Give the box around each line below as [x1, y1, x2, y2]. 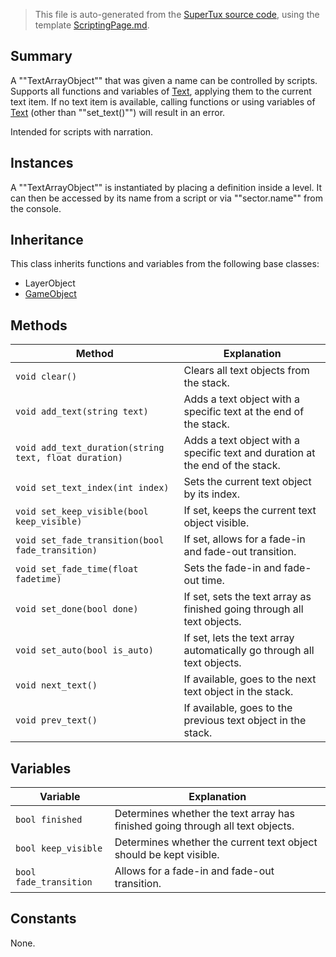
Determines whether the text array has [114, 807, 296, 821]
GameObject [24, 288, 77, 300]
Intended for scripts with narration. [10, 125, 154, 138]
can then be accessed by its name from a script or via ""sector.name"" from [10, 192, 323, 204]
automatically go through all [183, 644, 315, 658]
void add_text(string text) [15, 406, 149, 418]
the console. [10, 202, 62, 214]
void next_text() [15, 680, 98, 691]
